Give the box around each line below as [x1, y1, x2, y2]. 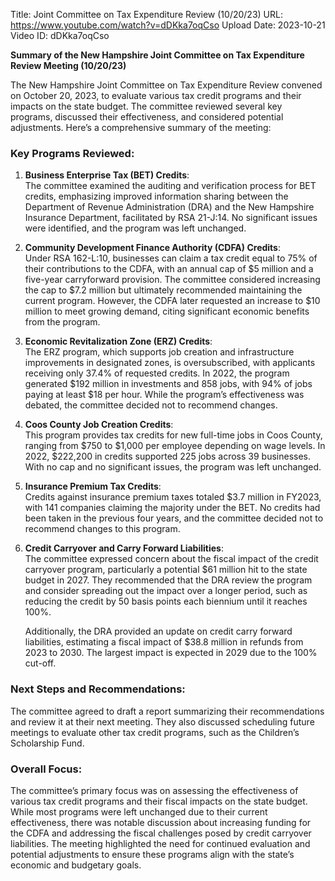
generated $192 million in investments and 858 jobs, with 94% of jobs [24, 378, 313, 390]
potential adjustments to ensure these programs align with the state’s [10, 848, 295, 860]
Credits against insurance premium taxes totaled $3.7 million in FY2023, [24, 491, 322, 503]
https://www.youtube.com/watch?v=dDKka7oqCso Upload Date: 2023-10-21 [10, 19, 326, 31]
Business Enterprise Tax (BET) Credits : [24, 169, 190, 181]
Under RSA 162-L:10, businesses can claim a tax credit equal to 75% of [24, 252, 318, 264]
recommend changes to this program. [24, 523, 181, 535]
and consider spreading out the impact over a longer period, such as [24, 585, 308, 597]
